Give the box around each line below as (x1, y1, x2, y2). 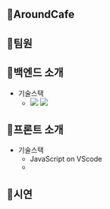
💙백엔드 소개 (6, 66, 64, 80)
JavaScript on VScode (29, 155, 103, 164)
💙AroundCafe (6, 8, 75, 21)
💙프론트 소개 (6, 123, 64, 136)
